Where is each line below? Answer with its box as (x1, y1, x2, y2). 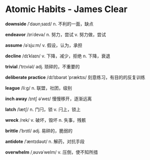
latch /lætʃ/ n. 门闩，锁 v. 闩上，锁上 (5, 106, 81, 112)
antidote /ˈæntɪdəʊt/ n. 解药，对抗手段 (5, 138, 85, 144)
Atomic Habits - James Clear (5, 4, 128, 15)
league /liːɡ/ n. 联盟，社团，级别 (5, 85, 72, 91)
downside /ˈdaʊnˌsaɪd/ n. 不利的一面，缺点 (5, 21, 94, 27)
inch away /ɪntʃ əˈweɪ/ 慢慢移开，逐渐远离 (5, 96, 92, 102)
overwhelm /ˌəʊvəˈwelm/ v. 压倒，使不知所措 (5, 149, 98, 155)
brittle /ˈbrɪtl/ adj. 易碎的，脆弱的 (5, 127, 73, 134)
